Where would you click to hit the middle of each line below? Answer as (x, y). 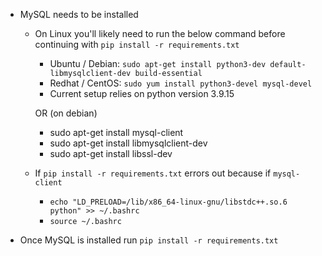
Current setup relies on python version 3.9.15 (142, 93)
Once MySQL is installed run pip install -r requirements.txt (149, 240)
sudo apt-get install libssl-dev (111, 153)
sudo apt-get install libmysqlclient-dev (128, 143)
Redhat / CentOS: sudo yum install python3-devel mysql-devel (181, 83)
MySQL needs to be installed (79, 14)
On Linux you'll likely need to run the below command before (160, 33)
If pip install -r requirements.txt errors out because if (153, 173)
